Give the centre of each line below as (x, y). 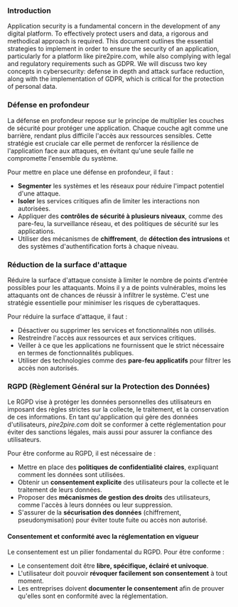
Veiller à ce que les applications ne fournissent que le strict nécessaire (121, 345)
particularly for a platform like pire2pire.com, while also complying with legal (119, 56)
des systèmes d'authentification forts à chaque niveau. (98, 246)
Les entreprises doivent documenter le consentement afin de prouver (121, 589)
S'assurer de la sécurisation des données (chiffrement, (99, 512)
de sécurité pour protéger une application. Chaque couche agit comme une (118, 128)
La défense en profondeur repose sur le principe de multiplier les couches (116, 120)
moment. (31, 581)
